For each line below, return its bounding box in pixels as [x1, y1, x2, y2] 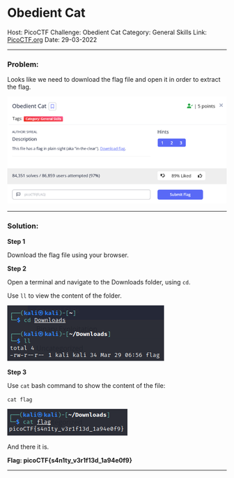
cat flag [7, 396, 33, 403]
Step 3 [7, 368, 26, 376]
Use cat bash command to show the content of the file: [7, 381, 166, 389]
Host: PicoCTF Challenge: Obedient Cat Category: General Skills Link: [7, 28, 208, 36]
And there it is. [7, 442, 49, 451]
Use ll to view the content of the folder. [7, 291, 122, 300]
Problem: [7, 59, 39, 69]
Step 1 [7, 237, 26, 245]
